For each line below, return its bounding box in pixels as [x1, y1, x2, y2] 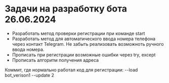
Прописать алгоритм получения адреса [12, 57, 99, 63]
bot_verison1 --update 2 [5, 72, 54, 78]
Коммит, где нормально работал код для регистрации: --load [5, 66, 138, 73]
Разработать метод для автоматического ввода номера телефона [12, 36, 155, 42]
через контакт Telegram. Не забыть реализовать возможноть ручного [12, 41, 164, 47]
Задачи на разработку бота [5, 3, 128, 15]
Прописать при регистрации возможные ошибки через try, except [12, 51, 156, 58]
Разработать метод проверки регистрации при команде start [12, 30, 145, 36]
